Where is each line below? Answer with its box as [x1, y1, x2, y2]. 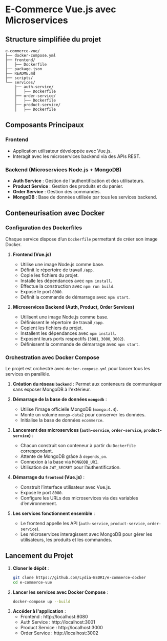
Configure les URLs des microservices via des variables [20, 495, 138, 501]
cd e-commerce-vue [12, 579, 52, 585]
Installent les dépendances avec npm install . [20, 330, 117, 336]
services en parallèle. [5, 371, 51, 377]
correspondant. [20, 448, 53, 454]
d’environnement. [20, 500, 57, 506]
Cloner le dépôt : [12, 565, 49, 571]
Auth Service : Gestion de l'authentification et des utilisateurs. [12, 177, 145, 184]
